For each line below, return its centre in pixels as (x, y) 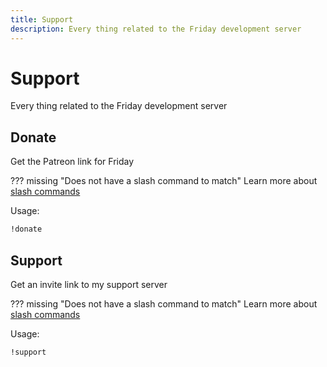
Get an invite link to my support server (89, 284)
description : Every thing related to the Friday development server (156, 29)
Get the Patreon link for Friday (72, 162)
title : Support (42, 19)
